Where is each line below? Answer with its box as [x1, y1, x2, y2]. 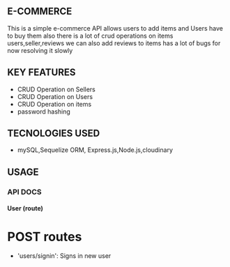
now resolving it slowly [7, 46, 73, 54]
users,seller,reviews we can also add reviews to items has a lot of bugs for [7, 38, 221, 47]
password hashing [17, 107, 71, 116]
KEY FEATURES [7, 66, 76, 79]
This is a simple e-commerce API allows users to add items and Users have [7, 24, 223, 32]
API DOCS [7, 187, 42, 197]
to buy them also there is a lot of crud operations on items [7, 31, 174, 40]
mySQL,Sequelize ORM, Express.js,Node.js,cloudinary [17, 146, 173, 154]
